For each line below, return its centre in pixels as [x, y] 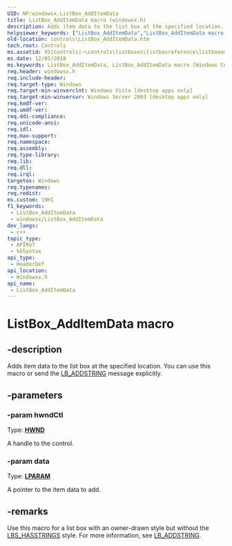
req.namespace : [29, 142]
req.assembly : [28, 149]
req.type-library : [33, 155]
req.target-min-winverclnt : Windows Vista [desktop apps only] [100, 91]
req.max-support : [32, 135]
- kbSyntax [26, 252]
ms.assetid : [24, 53]
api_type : [21, 258]
